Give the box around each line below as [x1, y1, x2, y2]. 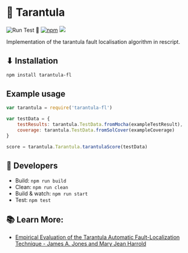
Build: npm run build [15, 176, 67, 184]
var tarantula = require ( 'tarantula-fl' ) [6, 105, 113, 111]
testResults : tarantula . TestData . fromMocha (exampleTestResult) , [17, 122, 183, 128]
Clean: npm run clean [15, 183, 69, 190]
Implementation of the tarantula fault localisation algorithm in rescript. [6, 38, 181, 45]
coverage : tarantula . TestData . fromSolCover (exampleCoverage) [17, 127, 175, 133]
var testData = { [6, 116, 50, 122]
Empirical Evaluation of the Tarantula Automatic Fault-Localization [15, 234, 180, 241]
